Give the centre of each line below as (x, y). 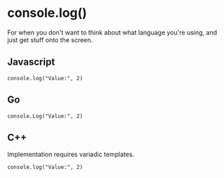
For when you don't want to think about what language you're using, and (112, 32)
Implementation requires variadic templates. (71, 154)
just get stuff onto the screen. (50, 39)
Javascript (31, 62)
